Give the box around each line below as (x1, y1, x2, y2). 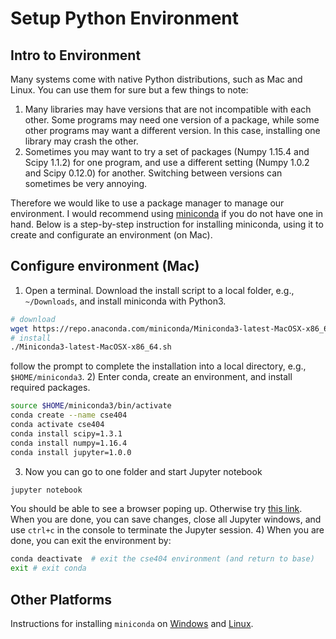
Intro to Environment (10, 47, 142, 64)
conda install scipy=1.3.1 (10, 428, 123, 439)
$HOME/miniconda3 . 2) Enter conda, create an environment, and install (10, 371, 293, 383)
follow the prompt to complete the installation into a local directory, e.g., (10, 360, 307, 372)
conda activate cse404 (10, 420, 105, 430)
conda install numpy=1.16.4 (10, 438, 128, 448)
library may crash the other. (24, 135, 139, 147)
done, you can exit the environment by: (10, 535, 172, 547)
